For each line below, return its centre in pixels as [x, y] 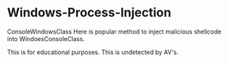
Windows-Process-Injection [89, 13]
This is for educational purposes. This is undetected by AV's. [93, 52]
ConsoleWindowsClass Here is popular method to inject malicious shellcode [114, 32]
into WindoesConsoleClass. [46, 38]
